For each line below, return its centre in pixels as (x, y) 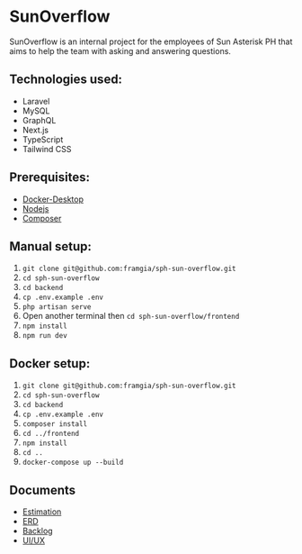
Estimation (42, 512)
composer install (55, 424)
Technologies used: (66, 80)
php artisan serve (57, 307)
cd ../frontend (51, 434)
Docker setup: (50, 363)
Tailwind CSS (47, 149)
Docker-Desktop (53, 199)
